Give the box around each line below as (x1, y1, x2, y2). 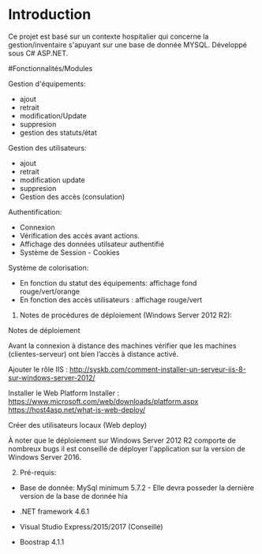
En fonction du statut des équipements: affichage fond (19, 278, 197, 287)
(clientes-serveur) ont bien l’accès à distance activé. (8, 349, 179, 358)
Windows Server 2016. (8, 452, 81, 462)
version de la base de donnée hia (19, 491, 129, 500)
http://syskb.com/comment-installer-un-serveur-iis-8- (69, 365, 246, 374)
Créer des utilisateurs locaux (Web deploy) (8, 420, 148, 429)
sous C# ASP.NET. (8, 48, 69, 58)
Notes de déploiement (8, 325, 80, 335)
